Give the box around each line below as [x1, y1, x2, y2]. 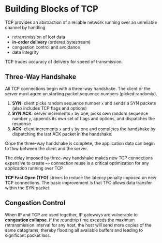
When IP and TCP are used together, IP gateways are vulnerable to [5, 212, 138, 217]
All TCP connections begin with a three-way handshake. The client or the [5, 86, 151, 91]
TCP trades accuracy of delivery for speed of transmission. [5, 59, 123, 64]
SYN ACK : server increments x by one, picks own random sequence [12, 110, 148, 116]
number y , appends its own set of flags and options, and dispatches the [12, 115, 155, 121]
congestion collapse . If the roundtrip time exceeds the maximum [5, 217, 135, 223]
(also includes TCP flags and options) [12, 105, 87, 111]
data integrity [12, 49, 39, 55]
